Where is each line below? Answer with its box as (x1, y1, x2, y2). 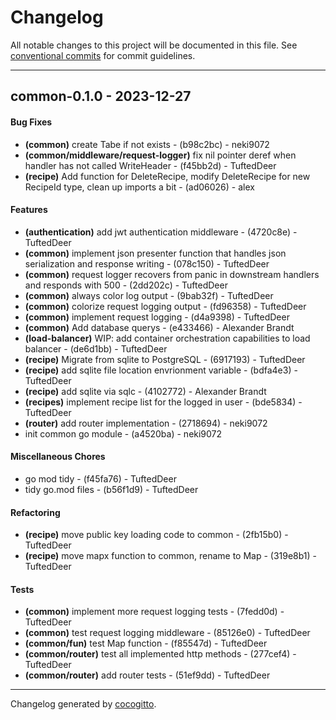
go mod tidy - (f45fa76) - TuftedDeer (24, 472, 177, 485)
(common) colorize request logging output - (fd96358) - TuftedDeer (24, 300, 307, 312)
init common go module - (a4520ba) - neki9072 (24, 427, 223, 440)
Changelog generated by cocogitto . (10, 698, 157, 710)
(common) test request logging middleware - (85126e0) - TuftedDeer (24, 627, 311, 639)
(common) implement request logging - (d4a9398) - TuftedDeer (24, 311, 290, 323)
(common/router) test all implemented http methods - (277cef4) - (24, 648, 297, 660)
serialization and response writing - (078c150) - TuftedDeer (24, 257, 270, 270)
